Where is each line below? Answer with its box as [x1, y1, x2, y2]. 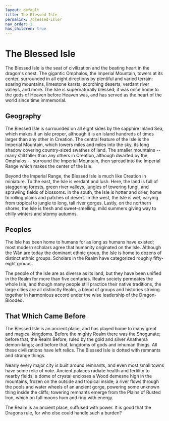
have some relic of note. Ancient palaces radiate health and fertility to [5, 367, 150, 373]
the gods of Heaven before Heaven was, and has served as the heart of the [5, 92, 162, 98]
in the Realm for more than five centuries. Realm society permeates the [5, 275, 153, 282]
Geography [5, 112, 41, 121]
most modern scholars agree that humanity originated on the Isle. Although [5, 244, 161, 250]
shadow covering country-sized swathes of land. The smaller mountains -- [5, 147, 161, 153]
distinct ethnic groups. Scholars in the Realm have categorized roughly [5, 255, 152, 261]
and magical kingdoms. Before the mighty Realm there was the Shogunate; [5, 331, 161, 337]
